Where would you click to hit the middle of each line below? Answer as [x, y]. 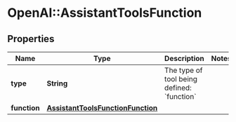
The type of [183, 70]
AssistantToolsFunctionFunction [102, 108]
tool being [181, 79]
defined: [178, 88]
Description [184, 59]
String [57, 83]
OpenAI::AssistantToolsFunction [105, 13]
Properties [31, 39]
